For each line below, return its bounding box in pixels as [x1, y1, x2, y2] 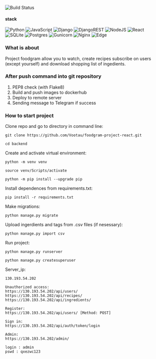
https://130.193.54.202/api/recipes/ [5, 293, 83, 299]
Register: [5, 306, 26, 311]
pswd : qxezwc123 [5, 349, 41, 354]
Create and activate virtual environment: [5, 150, 87, 156]
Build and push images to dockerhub [12, 89, 87, 95]
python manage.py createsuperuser [5, 258, 76, 263]
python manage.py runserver [5, 249, 63, 254]
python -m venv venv [5, 160, 48, 165]
